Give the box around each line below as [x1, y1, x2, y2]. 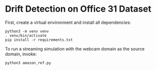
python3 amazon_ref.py [5, 60, 51, 65]
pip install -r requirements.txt [5, 37, 73, 42]
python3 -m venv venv [5, 29, 49, 34]
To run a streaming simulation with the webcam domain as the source [5, 46, 145, 52]
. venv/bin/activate [5, 33, 47, 38]
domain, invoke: [5, 51, 37, 57]
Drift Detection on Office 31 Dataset [5, 3, 152, 15]
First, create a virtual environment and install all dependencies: [5, 19, 131, 25]
